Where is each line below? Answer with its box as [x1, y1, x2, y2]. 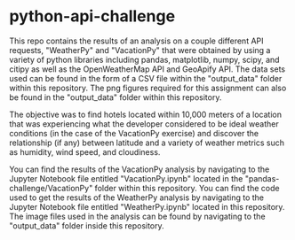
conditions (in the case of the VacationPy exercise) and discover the [9, 128, 259, 138]
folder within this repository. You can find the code [94, 182, 280, 193]
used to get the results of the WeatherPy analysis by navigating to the [9, 192, 265, 203]
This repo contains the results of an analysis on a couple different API [9, 35, 264, 46]
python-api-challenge [9, 6, 176, 27]
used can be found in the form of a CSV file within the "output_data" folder [9, 73, 283, 83]
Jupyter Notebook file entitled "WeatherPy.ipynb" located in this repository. [9, 201, 285, 212]
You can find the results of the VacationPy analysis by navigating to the [9, 164, 270, 174]
